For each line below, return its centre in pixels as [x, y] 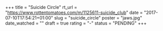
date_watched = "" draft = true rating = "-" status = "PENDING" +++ [76, 23]
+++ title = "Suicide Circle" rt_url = [41, 7]
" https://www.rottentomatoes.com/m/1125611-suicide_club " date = [74, 12]
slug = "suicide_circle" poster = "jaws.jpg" [98, 18]
